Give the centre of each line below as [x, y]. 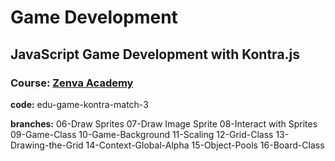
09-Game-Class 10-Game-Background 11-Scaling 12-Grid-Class [142, 134]
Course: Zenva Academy [72, 83]
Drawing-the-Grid [47, 145]
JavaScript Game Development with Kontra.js [155, 54]
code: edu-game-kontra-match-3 [79, 104]
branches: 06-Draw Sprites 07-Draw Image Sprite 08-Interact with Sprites [164, 123]
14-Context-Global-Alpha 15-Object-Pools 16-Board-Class [205, 145]
